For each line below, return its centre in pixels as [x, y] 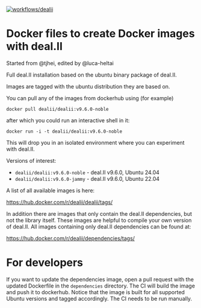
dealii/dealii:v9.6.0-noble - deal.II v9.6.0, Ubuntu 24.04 [87, 172]
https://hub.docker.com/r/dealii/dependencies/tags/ [71, 238]
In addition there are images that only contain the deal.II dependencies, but [99, 213]
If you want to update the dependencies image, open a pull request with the [100, 279]
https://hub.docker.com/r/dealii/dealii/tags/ [60, 202]
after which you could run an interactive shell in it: [68, 120]
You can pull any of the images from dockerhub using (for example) [90, 98]
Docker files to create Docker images [100, 34]
